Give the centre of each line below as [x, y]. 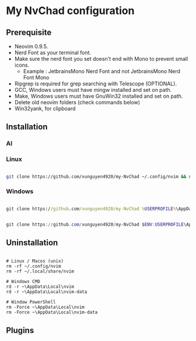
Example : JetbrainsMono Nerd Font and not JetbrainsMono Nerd [102, 71]
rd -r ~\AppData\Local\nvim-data [47, 292]
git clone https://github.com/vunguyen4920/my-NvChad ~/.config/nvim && [96, 177]
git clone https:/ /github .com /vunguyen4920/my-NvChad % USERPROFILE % [91, 209]
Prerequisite [29, 32]
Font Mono [36, 77]
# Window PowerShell [31, 302]
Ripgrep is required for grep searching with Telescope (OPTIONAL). [95, 84]
